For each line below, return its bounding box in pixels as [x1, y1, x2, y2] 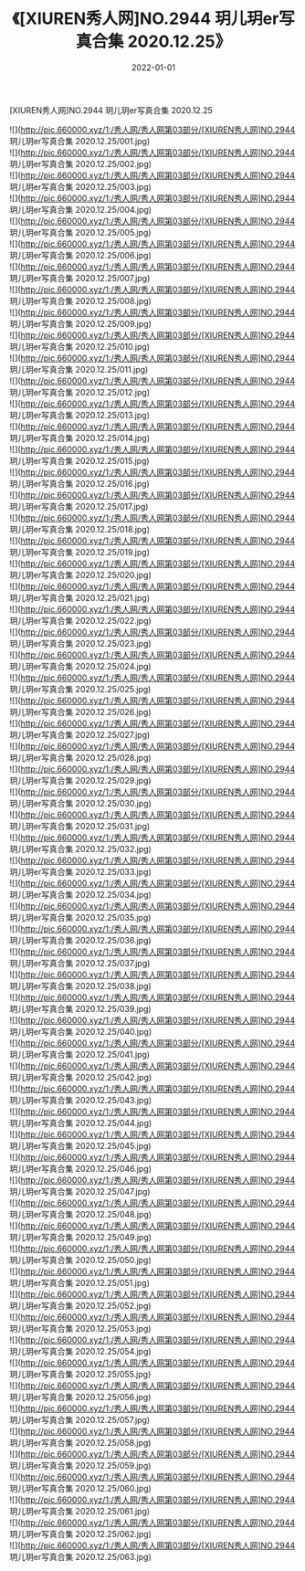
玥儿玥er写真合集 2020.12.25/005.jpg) [9, 227, 152, 237]
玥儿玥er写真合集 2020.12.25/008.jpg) [9, 295, 152, 306]
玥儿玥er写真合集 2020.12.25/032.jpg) [9, 843, 152, 854]
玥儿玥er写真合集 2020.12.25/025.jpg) [9, 683, 152, 694]
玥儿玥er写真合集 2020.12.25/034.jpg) [9, 889, 152, 900]
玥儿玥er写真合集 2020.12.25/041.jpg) [9, 1049, 151, 1060]
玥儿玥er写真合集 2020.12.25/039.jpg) [9, 1003, 152, 1014]
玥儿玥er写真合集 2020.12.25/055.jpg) [9, 1368, 152, 1379]
